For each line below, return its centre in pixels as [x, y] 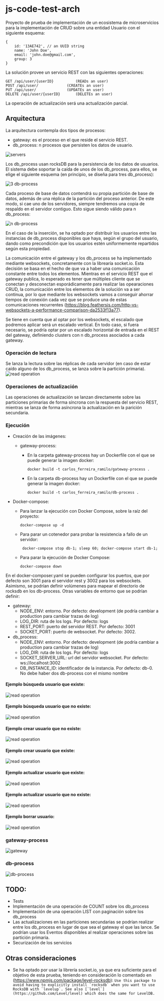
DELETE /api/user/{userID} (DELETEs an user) [59, 94]
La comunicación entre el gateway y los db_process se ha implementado [79, 258]
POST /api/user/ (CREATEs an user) [55, 86]
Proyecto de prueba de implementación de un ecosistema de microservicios [82, 22]
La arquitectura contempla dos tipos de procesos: [56, 130]
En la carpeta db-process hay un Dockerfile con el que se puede [92, 478]
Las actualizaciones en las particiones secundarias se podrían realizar [83, 922]
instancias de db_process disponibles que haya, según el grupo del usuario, [82, 238]
